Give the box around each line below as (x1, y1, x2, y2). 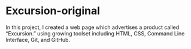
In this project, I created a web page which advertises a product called (5, 24, 180, 31)
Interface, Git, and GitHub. (5, 36, 70, 43)
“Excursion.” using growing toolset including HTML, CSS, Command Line (5, 30, 185, 37)
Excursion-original (5, 4, 100, 18)
